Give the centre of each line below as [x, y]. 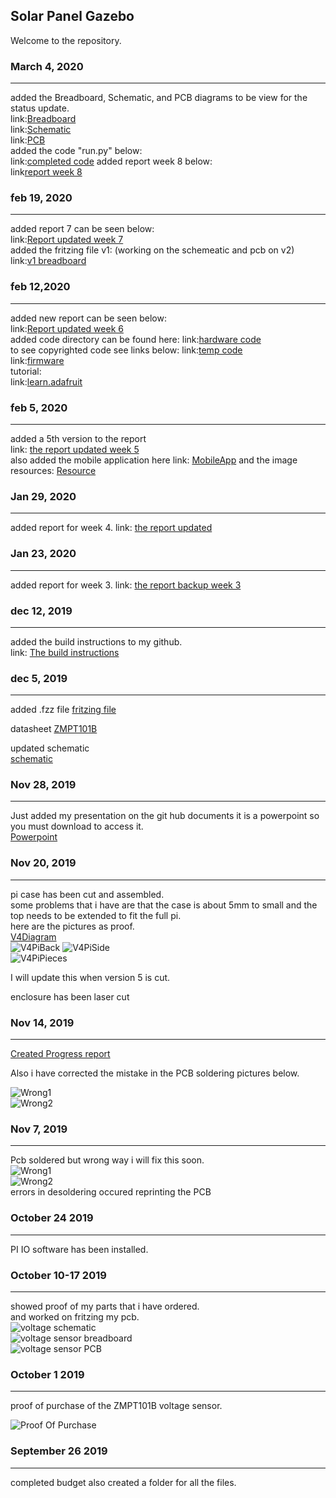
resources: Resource [53, 470]
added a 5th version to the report [78, 438]
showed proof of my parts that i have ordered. [105, 1306]
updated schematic [50, 748]
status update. [40, 108]
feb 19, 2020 [41, 198]
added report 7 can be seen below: [82, 229]
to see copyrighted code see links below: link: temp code [126, 350]
